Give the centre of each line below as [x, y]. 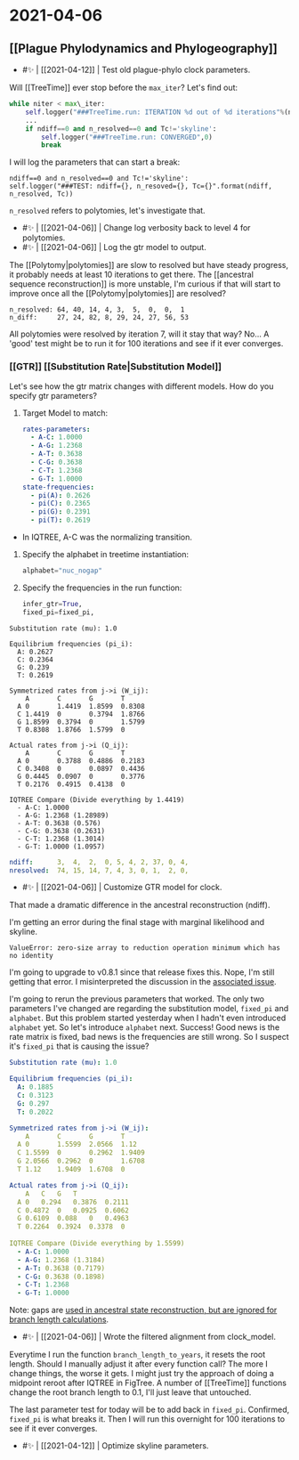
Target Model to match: [65, 413]
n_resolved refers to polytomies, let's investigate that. [108, 211]
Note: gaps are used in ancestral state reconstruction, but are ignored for [143, 1310]
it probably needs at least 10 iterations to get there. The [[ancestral [131, 275]
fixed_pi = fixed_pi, [58, 612]
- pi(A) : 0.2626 [61, 495]
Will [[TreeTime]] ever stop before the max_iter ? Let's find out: [124, 87]
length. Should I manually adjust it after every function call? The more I [139, 1364]
